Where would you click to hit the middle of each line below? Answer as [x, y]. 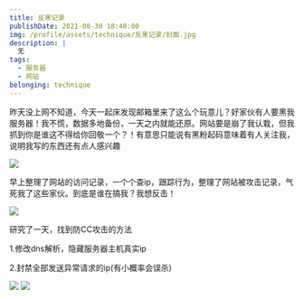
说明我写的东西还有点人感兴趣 [65, 145]
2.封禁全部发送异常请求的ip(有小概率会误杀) [90, 267]
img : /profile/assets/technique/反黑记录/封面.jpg [103, 34]
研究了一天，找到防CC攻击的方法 [71, 229]
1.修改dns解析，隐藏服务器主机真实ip [78, 248]
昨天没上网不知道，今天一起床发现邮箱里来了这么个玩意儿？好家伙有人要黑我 [152, 112]
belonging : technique [50, 85]
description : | [38, 43]
